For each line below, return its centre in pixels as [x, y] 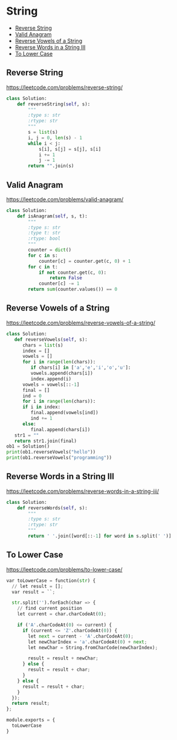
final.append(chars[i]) [60, 429]
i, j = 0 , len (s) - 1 [55, 137]
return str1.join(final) [46, 441]
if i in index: [41, 407]
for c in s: [43, 256]
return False [66, 278]
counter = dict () [50, 250]
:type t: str [44, 233]
